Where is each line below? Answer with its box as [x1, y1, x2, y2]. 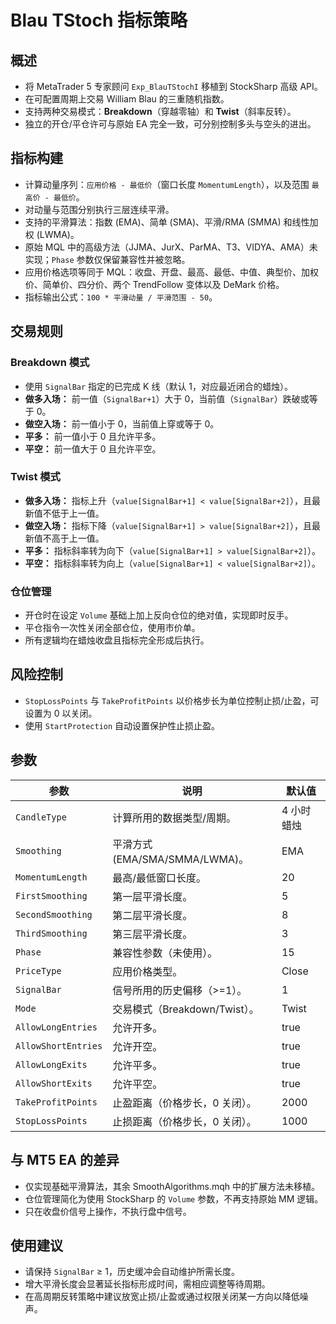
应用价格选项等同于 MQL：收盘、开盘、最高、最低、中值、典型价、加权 [24, 266, 320, 278]
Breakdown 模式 [10, 356, 90, 370]
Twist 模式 [10, 470, 61, 484]
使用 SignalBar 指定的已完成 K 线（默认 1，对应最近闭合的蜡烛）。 [24, 380, 294, 392]
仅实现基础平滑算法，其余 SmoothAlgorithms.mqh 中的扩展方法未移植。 [24, 1180, 321, 1192]
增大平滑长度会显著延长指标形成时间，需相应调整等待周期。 [24, 1278, 271, 1290]
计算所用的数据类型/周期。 [112, 811, 237, 825]
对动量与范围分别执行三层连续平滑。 [24, 203, 175, 215]
